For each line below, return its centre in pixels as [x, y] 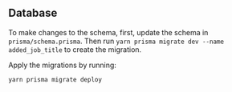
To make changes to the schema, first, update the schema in [108, 32]
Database [33, 13]
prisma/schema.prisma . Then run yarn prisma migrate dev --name [116, 41]
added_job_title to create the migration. [75, 49]
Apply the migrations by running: [62, 65]
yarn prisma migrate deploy [55, 79]
